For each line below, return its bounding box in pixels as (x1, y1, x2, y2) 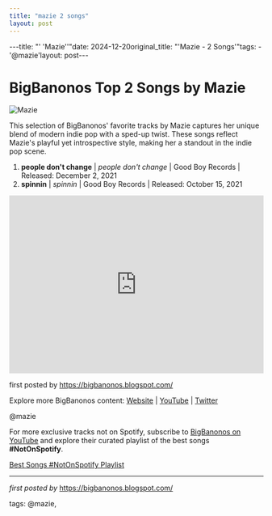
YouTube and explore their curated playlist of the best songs (9, 436, 210, 446)
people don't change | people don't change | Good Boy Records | (20, 163, 241, 172)
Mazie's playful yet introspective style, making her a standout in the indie (9, 138, 253, 148)
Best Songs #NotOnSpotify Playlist (9, 460, 124, 470)
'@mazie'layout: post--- (9, 50, 89, 60)
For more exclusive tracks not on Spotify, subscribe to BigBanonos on (9, 427, 241, 437)
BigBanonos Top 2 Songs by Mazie (9, 78, 246, 97)
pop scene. (9, 146, 47, 156)
